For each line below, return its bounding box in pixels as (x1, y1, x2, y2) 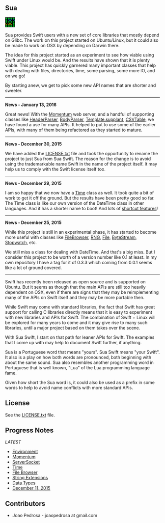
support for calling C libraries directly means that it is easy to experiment (5, 309, 152, 315)
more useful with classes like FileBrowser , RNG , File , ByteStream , (5, 234, 137, 240)
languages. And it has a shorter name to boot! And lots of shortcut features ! (5, 205, 158, 211)
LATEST (5, 439, 21, 445)
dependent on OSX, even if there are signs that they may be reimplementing (5, 289, 159, 295)
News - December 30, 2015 (5, 141, 62, 147)
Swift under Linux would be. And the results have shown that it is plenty (5, 57, 150, 63)
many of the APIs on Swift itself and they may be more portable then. (5, 294, 145, 300)
